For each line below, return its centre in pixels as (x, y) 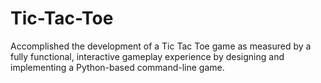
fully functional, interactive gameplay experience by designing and (147, 56)
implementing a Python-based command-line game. (117, 67)
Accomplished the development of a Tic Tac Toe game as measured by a (161, 46)
